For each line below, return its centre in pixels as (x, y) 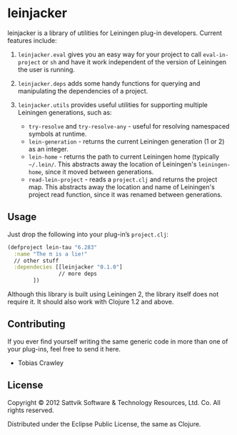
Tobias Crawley (41, 363)
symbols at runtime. (57, 134)
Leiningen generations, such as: (65, 112)
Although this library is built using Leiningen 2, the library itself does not (113, 294)
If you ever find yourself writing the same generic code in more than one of (118, 341)
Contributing (36, 324)
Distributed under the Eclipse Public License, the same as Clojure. (104, 424)
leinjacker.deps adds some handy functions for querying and (109, 83)
